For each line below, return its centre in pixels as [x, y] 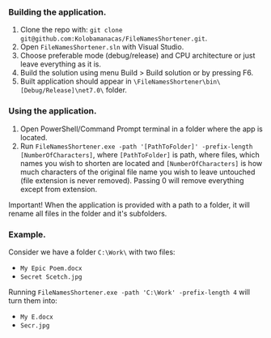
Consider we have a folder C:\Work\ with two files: [92, 252]
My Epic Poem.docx [51, 268]
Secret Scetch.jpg [51, 277]
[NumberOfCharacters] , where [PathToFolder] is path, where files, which [140, 154]
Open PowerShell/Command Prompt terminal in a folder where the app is [141, 129]
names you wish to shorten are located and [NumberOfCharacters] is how [141, 163]
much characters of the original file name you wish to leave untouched [138, 172]
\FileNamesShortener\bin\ [177, 82]
